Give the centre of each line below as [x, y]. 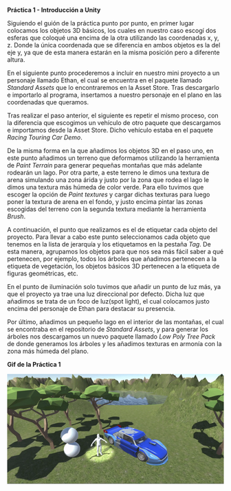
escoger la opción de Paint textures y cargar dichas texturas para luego [109, 194]
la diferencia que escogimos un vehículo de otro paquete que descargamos [114, 123]
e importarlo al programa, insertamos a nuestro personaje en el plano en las [114, 95]
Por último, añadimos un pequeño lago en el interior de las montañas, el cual [115, 322]
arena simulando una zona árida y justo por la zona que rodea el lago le [108, 180]
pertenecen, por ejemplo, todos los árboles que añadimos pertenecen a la [112, 259]
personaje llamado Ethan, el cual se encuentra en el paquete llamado [105, 80]
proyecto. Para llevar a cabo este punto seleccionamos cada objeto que [109, 237]
